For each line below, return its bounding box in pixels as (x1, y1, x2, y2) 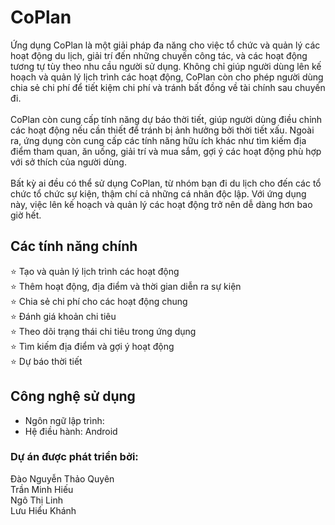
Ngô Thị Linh (10, 494, 63, 506)
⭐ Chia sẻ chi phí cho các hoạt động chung (10, 295, 188, 307)
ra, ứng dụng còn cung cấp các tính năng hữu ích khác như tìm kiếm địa (10, 134, 307, 146)
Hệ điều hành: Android (24, 425, 118, 437)
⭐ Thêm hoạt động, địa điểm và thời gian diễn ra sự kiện (10, 280, 242, 292)
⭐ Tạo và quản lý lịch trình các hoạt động (10, 265, 180, 277)
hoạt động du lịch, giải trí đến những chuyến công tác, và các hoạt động (10, 49, 308, 61)
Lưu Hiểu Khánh (10, 504, 77, 516)
